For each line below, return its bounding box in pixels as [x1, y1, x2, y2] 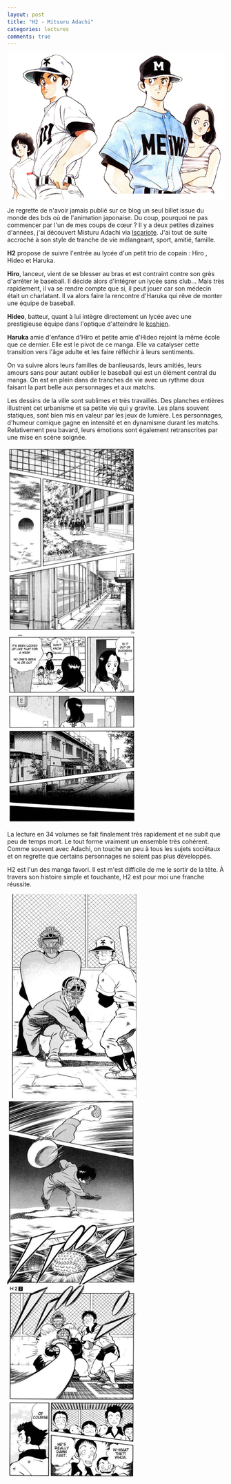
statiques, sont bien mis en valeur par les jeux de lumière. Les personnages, [7, 411, 223, 419]
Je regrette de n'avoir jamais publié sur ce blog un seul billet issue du [7, 206, 205, 214]
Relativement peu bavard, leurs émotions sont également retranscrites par [7, 425, 219, 434]
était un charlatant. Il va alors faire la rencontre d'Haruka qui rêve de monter [7, 291, 223, 300]
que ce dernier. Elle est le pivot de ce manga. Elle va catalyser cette [7, 340, 200, 349]
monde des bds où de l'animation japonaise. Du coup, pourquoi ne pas [7, 213, 208, 222]
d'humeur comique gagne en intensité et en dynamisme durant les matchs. [7, 418, 220, 427]
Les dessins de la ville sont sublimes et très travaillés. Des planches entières [7, 396, 224, 404]
